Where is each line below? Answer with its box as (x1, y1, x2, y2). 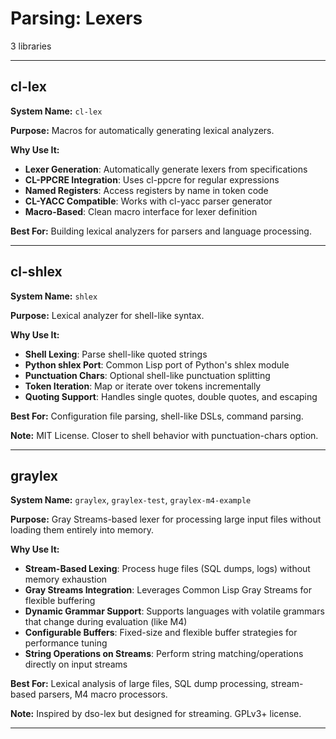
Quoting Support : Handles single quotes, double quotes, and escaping (24, 390, 318, 402)
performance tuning (24, 637, 108, 649)
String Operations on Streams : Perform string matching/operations (24, 648, 304, 660)
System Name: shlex (10, 290, 98, 302)
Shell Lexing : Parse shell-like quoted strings (24, 348, 208, 360)
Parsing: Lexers (10, 7, 143, 30)
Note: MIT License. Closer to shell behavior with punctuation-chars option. (10, 429, 319, 441)
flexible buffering (24, 595, 96, 607)
